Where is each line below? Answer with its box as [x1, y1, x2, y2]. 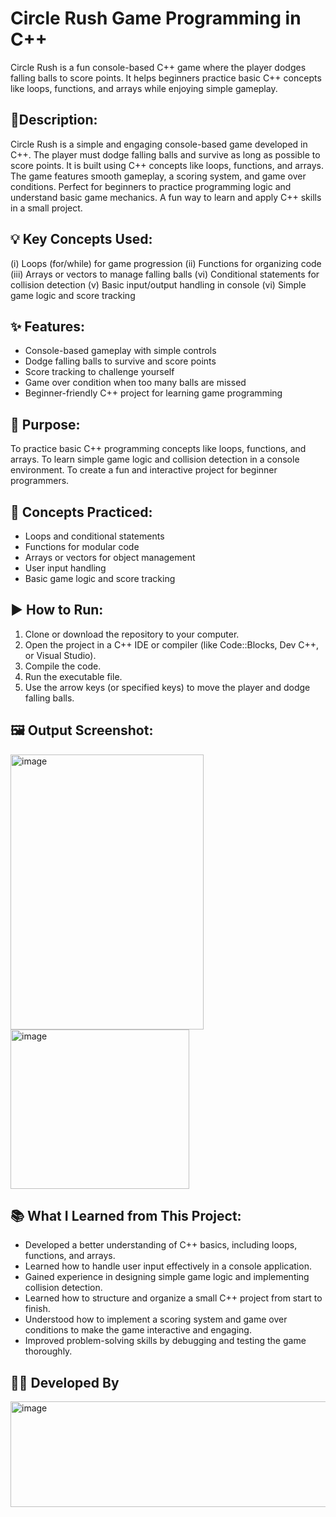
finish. [24, 1303, 51, 1315]
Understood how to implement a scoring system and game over [24, 1313, 288, 1326]
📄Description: [10, 112, 98, 129]
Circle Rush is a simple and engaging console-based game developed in [10, 138, 308, 150]
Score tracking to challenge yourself [24, 366, 175, 378]
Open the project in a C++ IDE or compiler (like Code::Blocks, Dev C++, [24, 638, 320, 651]
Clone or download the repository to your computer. [24, 628, 240, 640]
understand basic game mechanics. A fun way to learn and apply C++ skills [10, 191, 322, 203]
